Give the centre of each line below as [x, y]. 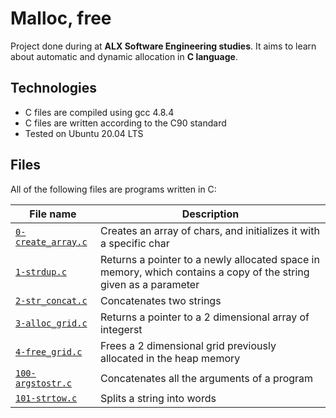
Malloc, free [61, 18]
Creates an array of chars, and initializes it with [209, 230]
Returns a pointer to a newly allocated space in [209, 259]
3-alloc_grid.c [51, 323]
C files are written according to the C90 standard [125, 123]
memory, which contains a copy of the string [204, 272]
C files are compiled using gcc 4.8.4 [99, 112]
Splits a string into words [158, 398]
